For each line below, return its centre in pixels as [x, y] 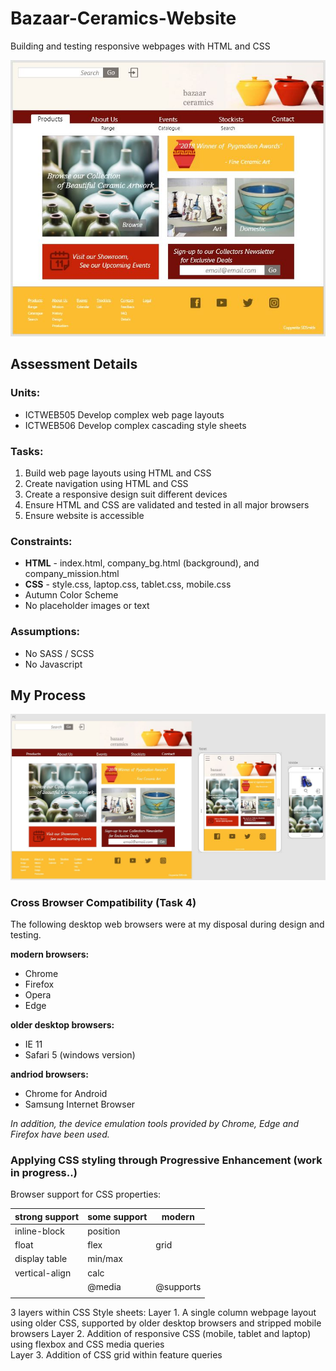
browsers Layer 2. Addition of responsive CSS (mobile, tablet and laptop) [161, 1333]
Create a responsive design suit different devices [126, 494]
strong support [47, 1216]
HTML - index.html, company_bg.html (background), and [142, 563]
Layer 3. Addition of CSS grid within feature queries [116, 1354]
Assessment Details [74, 364]
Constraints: [41, 541]
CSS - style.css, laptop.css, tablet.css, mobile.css [128, 584]
